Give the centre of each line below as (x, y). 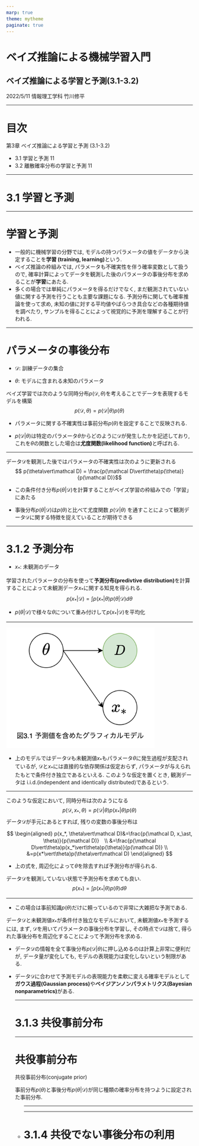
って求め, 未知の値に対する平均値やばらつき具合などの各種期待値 (110, 304)
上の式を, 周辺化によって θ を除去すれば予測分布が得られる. (86, 866)
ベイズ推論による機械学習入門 (78, 57)
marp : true (20, 12)
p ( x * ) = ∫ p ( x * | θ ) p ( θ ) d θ (99, 889)
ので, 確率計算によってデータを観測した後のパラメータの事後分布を (97, 274)
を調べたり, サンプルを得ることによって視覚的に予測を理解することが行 (102, 312)
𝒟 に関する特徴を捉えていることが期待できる (79, 517)
